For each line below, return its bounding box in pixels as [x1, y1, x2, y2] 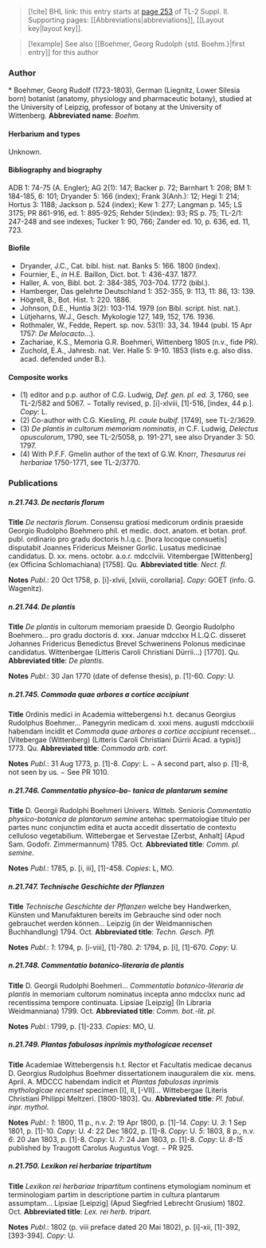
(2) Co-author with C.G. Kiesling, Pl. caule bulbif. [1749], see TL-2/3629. [19, 416, 256, 425]
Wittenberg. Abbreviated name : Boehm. [8, 111, 141, 120]
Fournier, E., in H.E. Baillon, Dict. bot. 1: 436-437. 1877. [19, 269, 198, 279]
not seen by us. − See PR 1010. [8, 767, 109, 777]
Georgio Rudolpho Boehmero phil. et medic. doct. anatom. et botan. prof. [8, 526, 248, 535]
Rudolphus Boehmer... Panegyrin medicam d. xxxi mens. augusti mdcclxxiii [8, 718, 255, 727]
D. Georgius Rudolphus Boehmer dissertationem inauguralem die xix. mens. [8, 1068, 256, 1078]
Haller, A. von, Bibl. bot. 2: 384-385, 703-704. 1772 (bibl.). [19, 278, 210, 288]
